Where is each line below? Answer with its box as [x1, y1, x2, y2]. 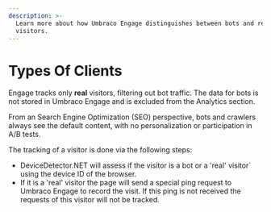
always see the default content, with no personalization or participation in [8, 121, 252, 131]
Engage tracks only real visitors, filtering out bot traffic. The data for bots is [8, 88, 259, 98]
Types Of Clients [8, 61, 123, 80]
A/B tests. [8, 130, 41, 139]
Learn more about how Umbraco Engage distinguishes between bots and [15, 19, 254, 27]
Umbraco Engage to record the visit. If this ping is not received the [19, 186, 241, 196]
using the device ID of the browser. [19, 169, 137, 179]
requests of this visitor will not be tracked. [19, 195, 160, 205]
